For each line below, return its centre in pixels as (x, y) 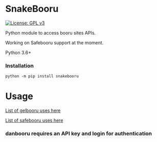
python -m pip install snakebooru (42, 76)
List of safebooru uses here (34, 121)
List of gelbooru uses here (33, 110)
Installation (20, 66)
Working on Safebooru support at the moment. (54, 42)
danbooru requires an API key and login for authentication (79, 134)
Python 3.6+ (18, 52)
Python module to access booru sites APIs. (51, 33)
